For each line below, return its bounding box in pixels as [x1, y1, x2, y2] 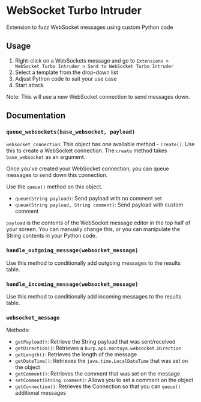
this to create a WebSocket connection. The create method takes [6, 147, 167, 154]
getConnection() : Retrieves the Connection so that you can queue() [14, 383, 181, 390]
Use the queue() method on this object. [6, 183, 103, 190]
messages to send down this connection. [6, 172, 108, 179]
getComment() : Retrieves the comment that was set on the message [14, 370, 181, 377]
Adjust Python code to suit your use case [14, 75, 117, 82]
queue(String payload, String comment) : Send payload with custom [14, 201, 184, 208]
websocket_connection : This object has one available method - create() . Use [6, 141, 195, 148]
